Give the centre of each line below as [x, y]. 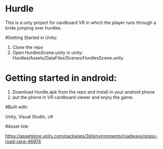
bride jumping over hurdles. [33, 27]
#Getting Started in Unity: [31, 37]
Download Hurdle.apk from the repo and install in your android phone [83, 92]
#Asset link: [17, 126]
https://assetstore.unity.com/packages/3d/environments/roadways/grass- [81, 136]
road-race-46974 [23, 141]
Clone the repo [28, 47]
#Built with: [17, 107]
